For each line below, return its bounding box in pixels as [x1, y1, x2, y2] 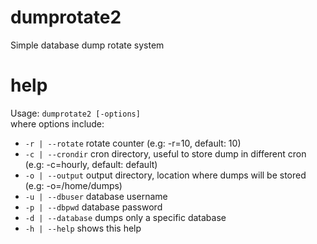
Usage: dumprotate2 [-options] [10, 107, 141, 119]
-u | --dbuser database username [24, 190, 168, 202]
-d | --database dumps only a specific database [24, 211, 227, 223]
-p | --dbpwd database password [24, 201, 163, 213]
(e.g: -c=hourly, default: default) [24, 158, 158, 170]
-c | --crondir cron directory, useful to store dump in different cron [24, 147, 307, 160]
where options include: [10, 117, 105, 130]
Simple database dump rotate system [10, 39, 165, 51]
